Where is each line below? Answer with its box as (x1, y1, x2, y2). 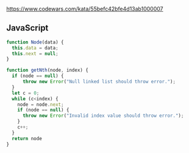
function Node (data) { (6, 39, 64, 45)
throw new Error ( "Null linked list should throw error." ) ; (22, 79, 176, 85)
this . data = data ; (12, 45, 59, 51)
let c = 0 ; (12, 90, 40, 96)
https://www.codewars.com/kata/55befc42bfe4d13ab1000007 (6, 6, 163, 12)
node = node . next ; (17, 101, 64, 108)
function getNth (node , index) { (6, 67, 88, 73)
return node (12, 135, 43, 141)
